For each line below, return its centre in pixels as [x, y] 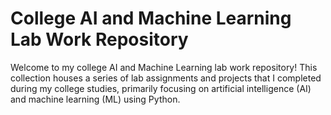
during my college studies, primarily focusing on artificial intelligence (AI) [161, 88]
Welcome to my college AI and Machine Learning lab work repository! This [164, 67]
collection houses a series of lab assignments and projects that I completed [166, 78]
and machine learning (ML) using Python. [95, 99]
